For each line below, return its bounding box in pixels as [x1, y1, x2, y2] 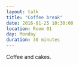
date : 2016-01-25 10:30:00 [6, 20, 74, 26]
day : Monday [6, 31, 36, 37]
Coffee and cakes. [6, 54, 51, 60]
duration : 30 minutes [6, 37, 60, 43]
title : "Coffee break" [6, 14, 63, 20]
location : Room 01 [6, 25, 52, 32]
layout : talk [6, 8, 39, 15]
